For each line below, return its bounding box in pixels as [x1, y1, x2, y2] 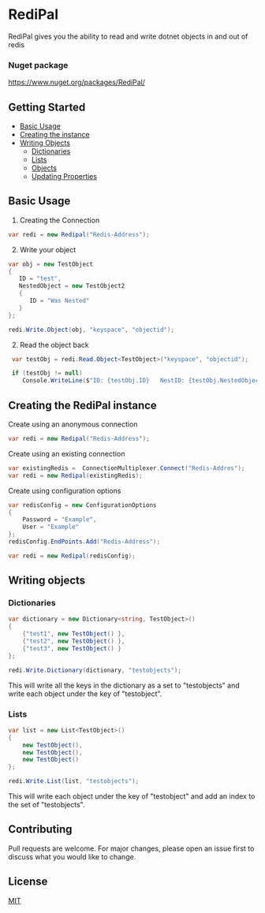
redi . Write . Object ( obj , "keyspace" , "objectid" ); [8, 326, 175, 334]
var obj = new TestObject [8, 260, 93, 268]
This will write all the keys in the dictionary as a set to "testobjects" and [8, 680, 241, 690]
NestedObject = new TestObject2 [18, 282, 125, 290]
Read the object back [19, 340, 89, 349]
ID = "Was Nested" [28, 297, 90, 305]
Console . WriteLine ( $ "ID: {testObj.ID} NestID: [22, 377, 185, 385]
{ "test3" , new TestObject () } [22, 644, 122, 652]
